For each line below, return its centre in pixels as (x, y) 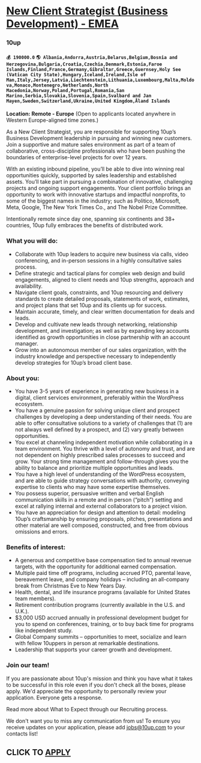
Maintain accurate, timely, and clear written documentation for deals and (105, 311)
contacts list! (22, 734)
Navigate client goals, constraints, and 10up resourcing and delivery (99, 292)
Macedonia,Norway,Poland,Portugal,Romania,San (65, 90)
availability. (29, 286)
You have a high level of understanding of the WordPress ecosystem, (100, 474)
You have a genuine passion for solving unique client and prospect (97, 410)
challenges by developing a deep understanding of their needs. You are (103, 416)
